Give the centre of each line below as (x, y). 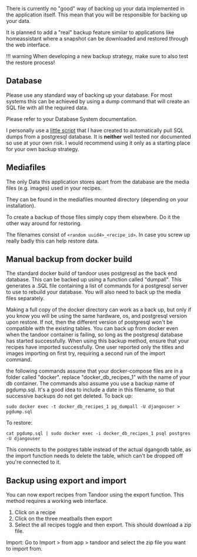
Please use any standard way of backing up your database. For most (89, 95)
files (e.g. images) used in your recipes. (54, 188)
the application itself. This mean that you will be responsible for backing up (97, 15)
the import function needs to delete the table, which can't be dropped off (95, 456)
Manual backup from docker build (69, 259)
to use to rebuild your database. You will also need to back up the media (94, 292)
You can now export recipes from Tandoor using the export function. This (95, 495)
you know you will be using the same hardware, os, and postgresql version (96, 316)
